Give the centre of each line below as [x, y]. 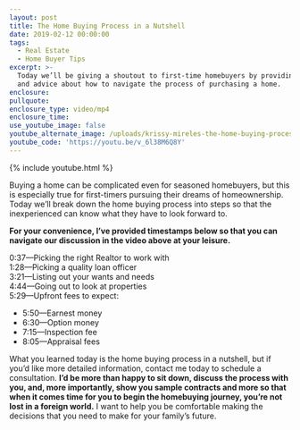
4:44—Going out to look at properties [78, 286]
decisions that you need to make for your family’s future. [113, 416]
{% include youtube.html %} [61, 167]
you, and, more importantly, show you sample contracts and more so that [148, 387]
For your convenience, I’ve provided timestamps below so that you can [144, 231]
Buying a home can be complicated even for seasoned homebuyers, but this [150, 185]
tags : [19, 42]
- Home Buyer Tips [52, 59]
